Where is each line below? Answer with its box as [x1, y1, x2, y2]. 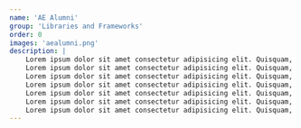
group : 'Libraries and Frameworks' [9, 22, 144, 31]
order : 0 [9, 30, 42, 39]
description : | [9, 47, 67, 56]
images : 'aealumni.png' [9, 38, 99, 48]
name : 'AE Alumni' [9, 13, 79, 23]
